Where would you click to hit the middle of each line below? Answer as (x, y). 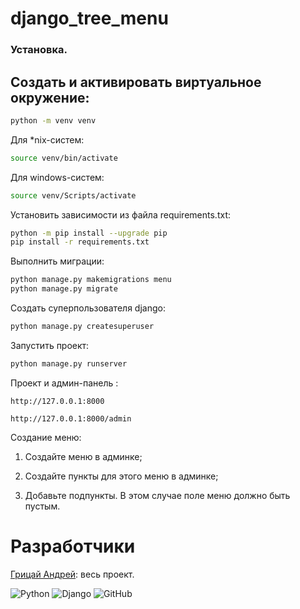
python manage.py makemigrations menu (91, 280)
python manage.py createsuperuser (82, 327)
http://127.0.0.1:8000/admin (71, 418)
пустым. (42, 506)
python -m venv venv (53, 120)
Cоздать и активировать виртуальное (136, 82)
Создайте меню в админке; (83, 456)
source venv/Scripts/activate (73, 195)
